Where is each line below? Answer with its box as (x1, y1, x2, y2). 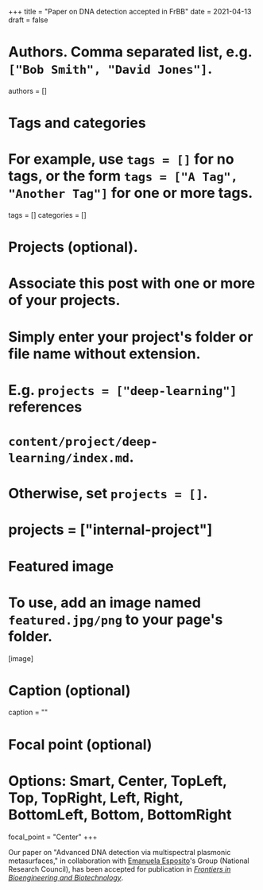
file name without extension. (8, 345, 201, 362)
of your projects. (8, 292, 121, 309)
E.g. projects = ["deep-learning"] (8, 381, 238, 399)
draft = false (8, 15, 48, 25)
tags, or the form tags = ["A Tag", (8, 167, 238, 185)
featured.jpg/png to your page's (8, 610, 223, 629)
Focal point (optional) (8, 735, 153, 753)
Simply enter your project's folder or (8, 327, 253, 346)
